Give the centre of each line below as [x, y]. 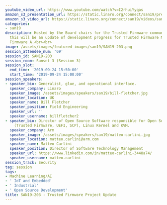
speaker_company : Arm [32, 130]
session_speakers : [24, 79]
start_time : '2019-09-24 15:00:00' [46, 75]
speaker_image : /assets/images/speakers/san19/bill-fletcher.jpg [79, 93]
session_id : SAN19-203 [29, 56]
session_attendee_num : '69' [34, 51]
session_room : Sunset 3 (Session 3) [43, 61]
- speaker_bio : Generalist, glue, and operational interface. [71, 84]
